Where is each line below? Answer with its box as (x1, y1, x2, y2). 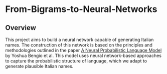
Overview (5, 23, 37, 32)
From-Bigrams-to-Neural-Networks (5, 3, 157, 15)
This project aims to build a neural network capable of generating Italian (5, 36, 154, 42)
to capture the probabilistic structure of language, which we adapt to (5, 58, 147, 63)
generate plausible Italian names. (5, 63, 74, 69)
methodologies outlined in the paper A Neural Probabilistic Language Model (5, 47, 162, 53)
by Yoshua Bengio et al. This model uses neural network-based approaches (5, 52, 162, 58)
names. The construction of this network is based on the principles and (5, 42, 153, 48)
